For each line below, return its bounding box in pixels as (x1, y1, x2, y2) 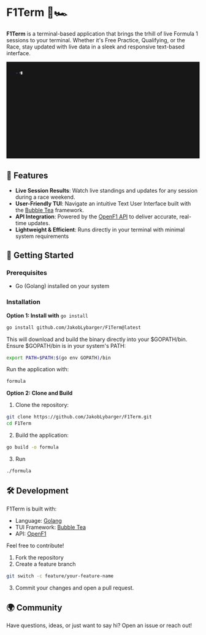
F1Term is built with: (6, 505, 57, 512)
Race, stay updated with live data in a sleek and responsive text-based (6, 43, 185, 50)
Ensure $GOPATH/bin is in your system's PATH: (6, 342, 126, 349)
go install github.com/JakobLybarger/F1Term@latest (6, 324, 141, 331)
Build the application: (15, 431, 69, 439)
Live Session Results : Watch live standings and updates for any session (15, 187, 198, 194)
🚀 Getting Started (6, 250, 74, 261)
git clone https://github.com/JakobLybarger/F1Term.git (6, 414, 152, 420)
